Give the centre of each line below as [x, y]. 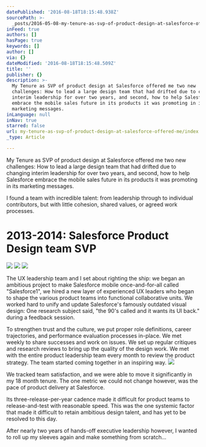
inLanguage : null [29, 115]
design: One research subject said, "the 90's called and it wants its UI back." [103, 310]
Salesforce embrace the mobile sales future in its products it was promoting [102, 179]
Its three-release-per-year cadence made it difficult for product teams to [98, 399]
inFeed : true [23, 29]
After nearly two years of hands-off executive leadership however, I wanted [102, 430]
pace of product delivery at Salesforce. [56, 387]
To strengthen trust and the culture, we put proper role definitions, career [99, 329]
